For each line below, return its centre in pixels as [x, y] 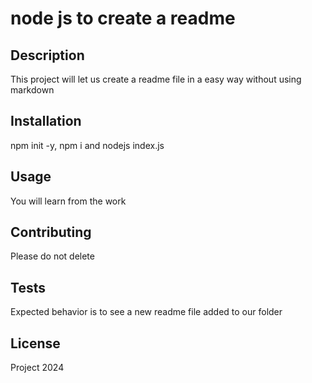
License [35, 343]
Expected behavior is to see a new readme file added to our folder [146, 312]
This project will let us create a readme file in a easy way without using [156, 79]
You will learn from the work [68, 201]
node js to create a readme [123, 18]
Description [47, 55]
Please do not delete [52, 256]
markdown [32, 90]
